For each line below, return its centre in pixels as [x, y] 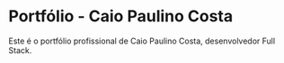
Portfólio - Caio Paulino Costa [121, 16]
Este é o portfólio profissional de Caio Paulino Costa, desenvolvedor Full [142, 41]
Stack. [20, 50]
